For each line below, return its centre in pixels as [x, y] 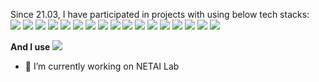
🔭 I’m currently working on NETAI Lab [102, 66]
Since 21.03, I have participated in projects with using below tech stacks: [160, 14]
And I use [30, 47]
